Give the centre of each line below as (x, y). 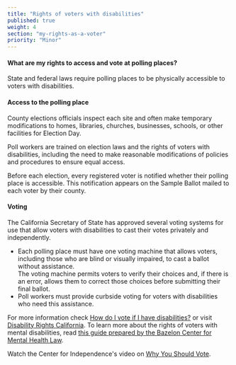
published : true (31, 21)
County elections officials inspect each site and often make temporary (110, 118)
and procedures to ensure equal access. (66, 162)
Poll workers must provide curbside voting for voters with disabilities (118, 296)
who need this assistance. (56, 303)
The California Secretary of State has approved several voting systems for (116, 222)
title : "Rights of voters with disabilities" (75, 14)
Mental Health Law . (35, 340)
